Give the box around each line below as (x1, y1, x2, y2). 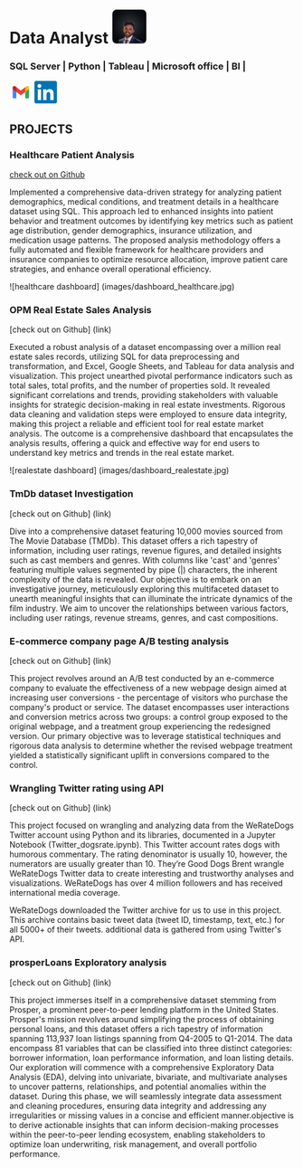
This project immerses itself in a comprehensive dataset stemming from (9, 994, 277, 1005)
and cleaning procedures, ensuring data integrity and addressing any (9, 1100, 267, 1111)
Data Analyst (9, 28, 109, 49)
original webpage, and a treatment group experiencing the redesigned (9, 721, 271, 732)
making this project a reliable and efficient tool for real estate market (9, 419, 264, 430)
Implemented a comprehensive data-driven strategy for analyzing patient (9, 186, 282, 198)
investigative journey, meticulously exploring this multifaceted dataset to (9, 584, 279, 594)
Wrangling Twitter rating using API (9, 782, 165, 794)
